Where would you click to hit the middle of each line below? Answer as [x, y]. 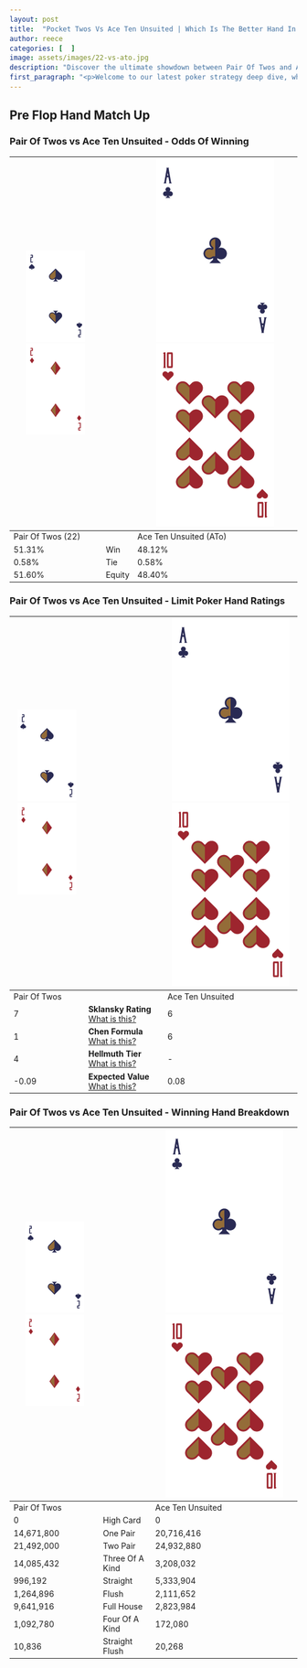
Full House [123, 1606]
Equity [117, 575]
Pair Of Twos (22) [47, 537]
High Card [122, 1520]
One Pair [119, 1533]
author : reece [37, 38]
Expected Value [119, 1076]
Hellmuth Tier [115, 1054]
